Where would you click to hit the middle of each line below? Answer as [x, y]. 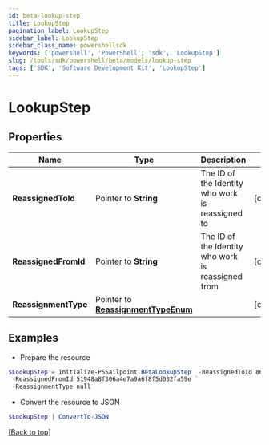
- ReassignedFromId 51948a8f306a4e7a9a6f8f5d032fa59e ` [105, 379]
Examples [33, 338]
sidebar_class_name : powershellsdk [68, 46]
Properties [35, 137]
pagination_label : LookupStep [59, 30]
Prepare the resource [55, 357]
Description [223, 160]
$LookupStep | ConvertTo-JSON [59, 417]
